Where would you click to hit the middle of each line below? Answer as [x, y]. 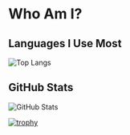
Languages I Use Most [65, 44]
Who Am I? [45, 14]
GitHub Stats [41, 87]
